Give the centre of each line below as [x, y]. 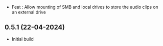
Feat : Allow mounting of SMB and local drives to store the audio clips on [85, 7]
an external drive [29, 12]
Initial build [23, 39]
